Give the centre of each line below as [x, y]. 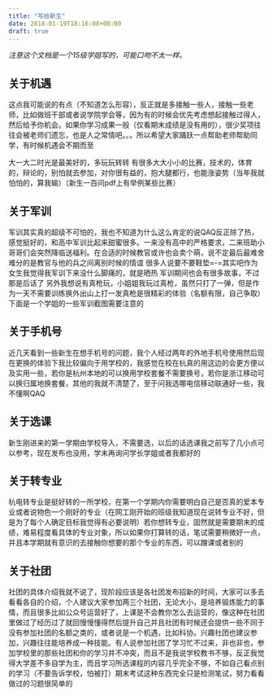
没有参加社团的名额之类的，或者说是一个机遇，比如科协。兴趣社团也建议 [129, 633]
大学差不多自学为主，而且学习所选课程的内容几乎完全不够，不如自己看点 [136, 663]
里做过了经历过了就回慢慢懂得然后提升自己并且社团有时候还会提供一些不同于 [136, 623]
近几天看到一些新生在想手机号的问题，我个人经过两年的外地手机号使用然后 [133, 352]
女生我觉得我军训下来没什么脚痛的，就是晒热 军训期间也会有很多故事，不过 [134, 273]
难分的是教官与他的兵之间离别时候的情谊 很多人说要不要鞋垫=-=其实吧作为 [133, 263]
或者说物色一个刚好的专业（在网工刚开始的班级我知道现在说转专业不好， [136, 512]
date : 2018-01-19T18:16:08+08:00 [65, 24]
